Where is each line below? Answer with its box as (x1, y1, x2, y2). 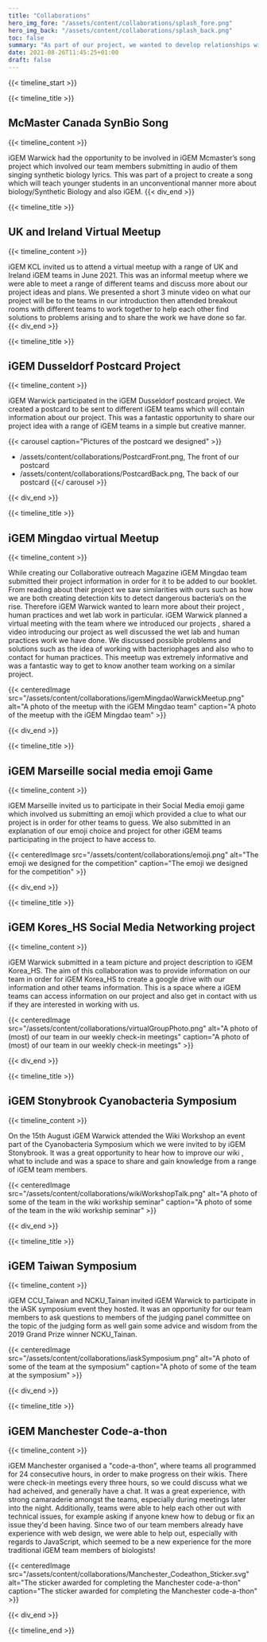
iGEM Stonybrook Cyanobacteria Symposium (8, 1094, 237, 1108)
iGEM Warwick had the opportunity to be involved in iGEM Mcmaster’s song (8, 153, 256, 162)
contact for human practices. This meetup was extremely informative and (8, 653, 249, 662)
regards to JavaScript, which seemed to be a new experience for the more (8, 1537, 252, 1546)
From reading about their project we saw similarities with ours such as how (8, 585, 253, 595)
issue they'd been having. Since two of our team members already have (8, 1520, 244, 1530)
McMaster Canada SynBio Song (8, 116, 169, 130)
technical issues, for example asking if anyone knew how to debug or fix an (8, 1511, 255, 1521)
